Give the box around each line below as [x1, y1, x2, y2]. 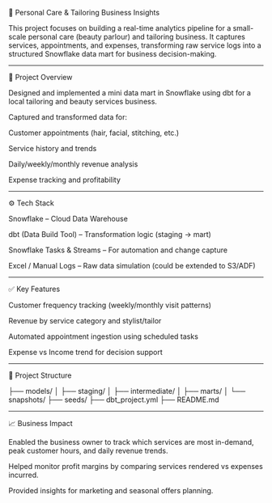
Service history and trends [8, 144, 97, 153]
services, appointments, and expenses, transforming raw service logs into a [8, 40, 261, 50]
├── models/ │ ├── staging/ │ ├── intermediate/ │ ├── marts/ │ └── [8, 387, 246, 395]
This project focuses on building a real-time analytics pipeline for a [8, 23, 232, 32]
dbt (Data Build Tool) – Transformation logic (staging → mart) [8, 230, 212, 239]
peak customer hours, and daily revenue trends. [8, 446, 168, 455]
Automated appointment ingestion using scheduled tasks [8, 332, 198, 341]
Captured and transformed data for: [8, 112, 128, 121]
